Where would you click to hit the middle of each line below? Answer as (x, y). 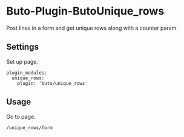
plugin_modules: (27, 73)
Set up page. (22, 61)
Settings (23, 47)
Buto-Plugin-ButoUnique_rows (85, 11)
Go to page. (21, 116)
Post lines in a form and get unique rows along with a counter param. (92, 28)
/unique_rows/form (29, 128)
